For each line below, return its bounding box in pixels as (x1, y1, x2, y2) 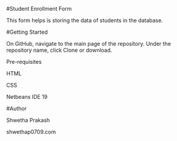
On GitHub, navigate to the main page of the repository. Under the (6, 40, 172, 47)
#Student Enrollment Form (6, 5, 72, 12)
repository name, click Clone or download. (6, 46, 112, 54)
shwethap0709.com (6, 128, 56, 135)
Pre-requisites (6, 58, 42, 65)
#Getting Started (6, 28, 48, 36)
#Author (6, 105, 27, 112)
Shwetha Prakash (6, 117, 50, 124)
